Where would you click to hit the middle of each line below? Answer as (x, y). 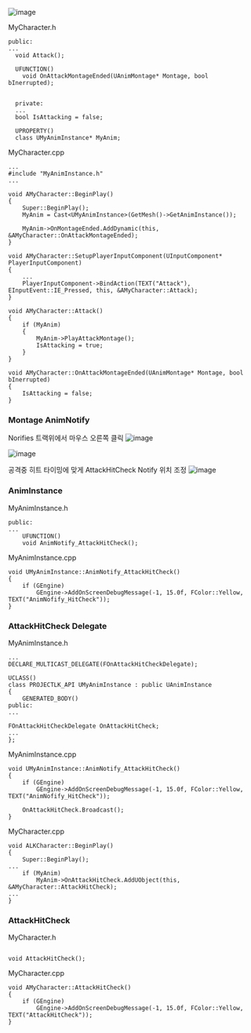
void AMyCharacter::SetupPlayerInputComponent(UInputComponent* (115, 256)
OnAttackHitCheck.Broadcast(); (73, 810)
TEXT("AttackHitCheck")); (50, 1015)
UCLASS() (22, 678)
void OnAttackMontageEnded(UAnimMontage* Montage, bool (116, 76)
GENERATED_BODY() (51, 699)
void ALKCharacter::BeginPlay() (61, 845)
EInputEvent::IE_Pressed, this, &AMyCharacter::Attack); (103, 290)
